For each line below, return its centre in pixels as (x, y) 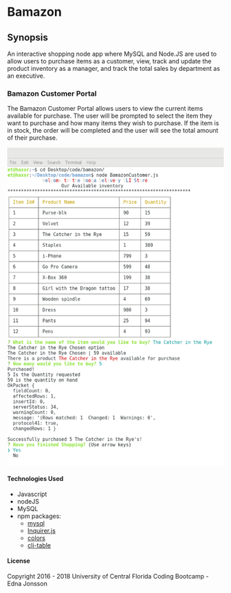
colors (36, 538)
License (19, 561)
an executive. (26, 76)
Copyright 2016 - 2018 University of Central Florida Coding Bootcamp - (108, 576)
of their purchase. (32, 138)
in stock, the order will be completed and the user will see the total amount (113, 131)
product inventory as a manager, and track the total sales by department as (114, 68)
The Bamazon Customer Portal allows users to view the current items (105, 109)
